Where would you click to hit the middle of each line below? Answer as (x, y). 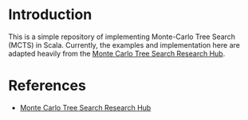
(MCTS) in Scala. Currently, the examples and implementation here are (124, 45)
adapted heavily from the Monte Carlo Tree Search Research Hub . (117, 53)
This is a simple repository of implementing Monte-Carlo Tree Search (122, 37)
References (47, 86)
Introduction (50, 15)
